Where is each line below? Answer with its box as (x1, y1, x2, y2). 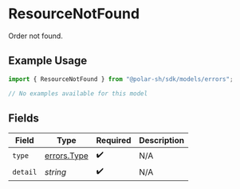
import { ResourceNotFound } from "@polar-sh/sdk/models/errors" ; (8, 75, 234, 83)
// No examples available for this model (8, 89, 148, 98)
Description (139, 135, 185, 146)
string (45, 166, 67, 177)
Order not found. (8, 31, 64, 40)
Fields (8, 111, 40, 125)
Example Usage (8, 54, 88, 67)
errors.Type (45, 150, 89, 161)
